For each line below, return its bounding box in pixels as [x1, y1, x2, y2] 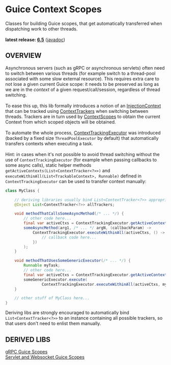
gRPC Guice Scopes [5, 348, 48, 354]
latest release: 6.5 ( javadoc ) [5, 37, 65, 43]
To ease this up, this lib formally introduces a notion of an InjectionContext [5, 103, 161, 109]
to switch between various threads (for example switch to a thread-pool [5, 70, 156, 76]
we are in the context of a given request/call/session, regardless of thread [5, 86, 160, 93]
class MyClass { [5, 188, 40, 193]
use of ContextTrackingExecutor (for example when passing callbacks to [5, 157, 157, 163]
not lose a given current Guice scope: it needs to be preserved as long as [5, 81, 159, 87]
